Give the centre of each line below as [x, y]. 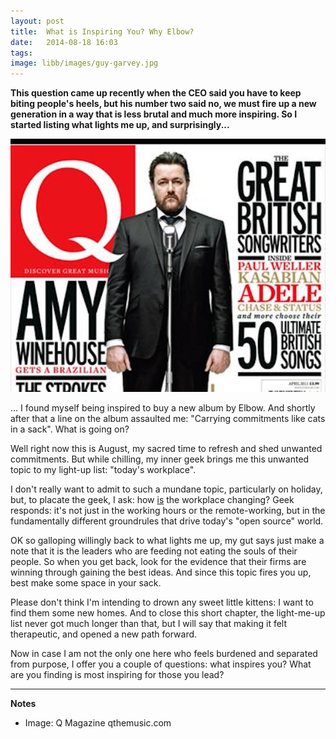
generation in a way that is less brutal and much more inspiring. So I [154, 114]
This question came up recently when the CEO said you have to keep [156, 93]
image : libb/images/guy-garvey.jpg [84, 63]
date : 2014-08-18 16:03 [64, 42]
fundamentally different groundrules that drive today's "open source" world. [167, 521]
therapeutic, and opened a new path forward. [104, 634]
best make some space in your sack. [86, 583]
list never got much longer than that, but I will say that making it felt [149, 624]
